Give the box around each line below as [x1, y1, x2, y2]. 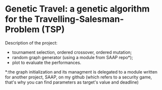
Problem [5, 24, 40, 35]
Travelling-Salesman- [34, 14, 124, 25]
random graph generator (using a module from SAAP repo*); [12, 54, 133, 60]
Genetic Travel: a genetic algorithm [5, 3, 150, 15]
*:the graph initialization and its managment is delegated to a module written [5, 69, 158, 75]
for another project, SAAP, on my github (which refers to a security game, [5, 74, 152, 80]
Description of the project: [5, 40, 58, 45]
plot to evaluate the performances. [12, 60, 81, 65]
